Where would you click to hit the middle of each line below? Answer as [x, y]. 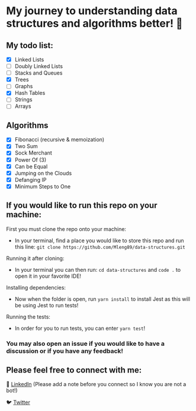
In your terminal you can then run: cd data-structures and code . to [98, 269]
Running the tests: [28, 317]
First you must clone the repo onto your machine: [66, 229]
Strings [23, 99]
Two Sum [26, 146]
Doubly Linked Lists [39, 66]
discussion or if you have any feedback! [65, 351]
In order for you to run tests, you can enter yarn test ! [80, 328]
